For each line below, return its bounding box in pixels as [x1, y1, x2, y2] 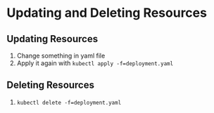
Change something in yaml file [16, 51, 106, 60]
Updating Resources [6, 33, 99, 45]
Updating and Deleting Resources [6, 5, 207, 21]
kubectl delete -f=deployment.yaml [16, 99, 122, 106]
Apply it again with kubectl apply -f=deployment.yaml [16, 59, 174, 67]
